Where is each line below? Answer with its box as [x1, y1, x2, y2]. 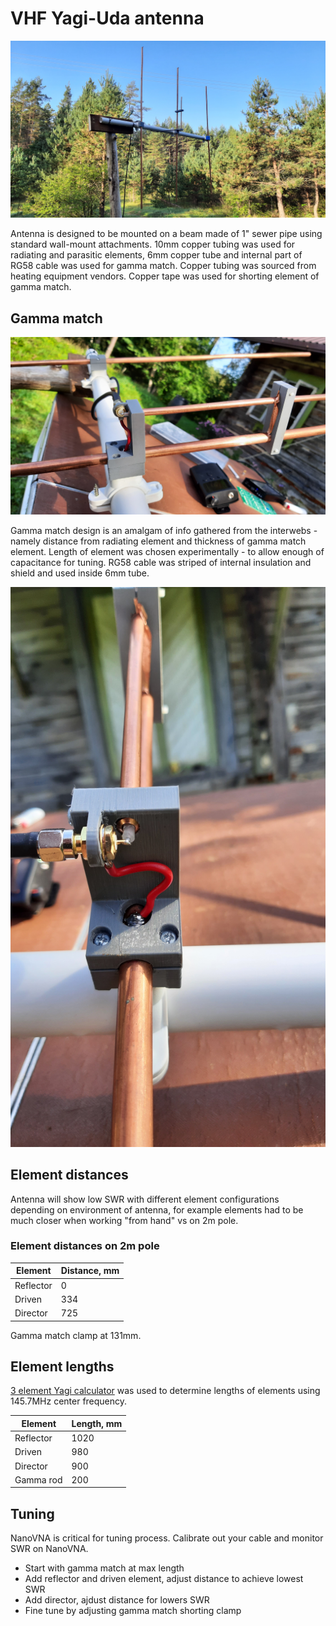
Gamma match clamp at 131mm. [10, 1329, 142, 1341]
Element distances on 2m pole [10, 1239, 160, 1253]
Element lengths [10, 1358, 115, 1375]
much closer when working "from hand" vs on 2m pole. [10, 1214, 239, 1226]
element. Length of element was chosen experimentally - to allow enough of [10, 545, 325, 557]
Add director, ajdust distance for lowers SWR [24, 1594, 210, 1606]
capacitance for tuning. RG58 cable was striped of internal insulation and [10, 556, 312, 568]
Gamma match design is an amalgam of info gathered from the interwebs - [10, 524, 318, 536]
